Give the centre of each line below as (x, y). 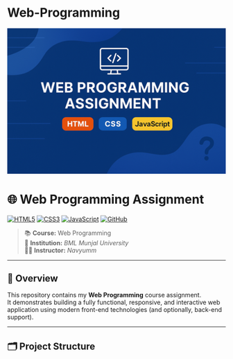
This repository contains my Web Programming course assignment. (104, 295)
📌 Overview (33, 278)
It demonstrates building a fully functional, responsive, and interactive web (114, 302)
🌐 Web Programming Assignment (106, 199)
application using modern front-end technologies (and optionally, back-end (115, 310)
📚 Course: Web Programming (68, 233)
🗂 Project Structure (51, 346)
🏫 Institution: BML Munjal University (76, 243)
